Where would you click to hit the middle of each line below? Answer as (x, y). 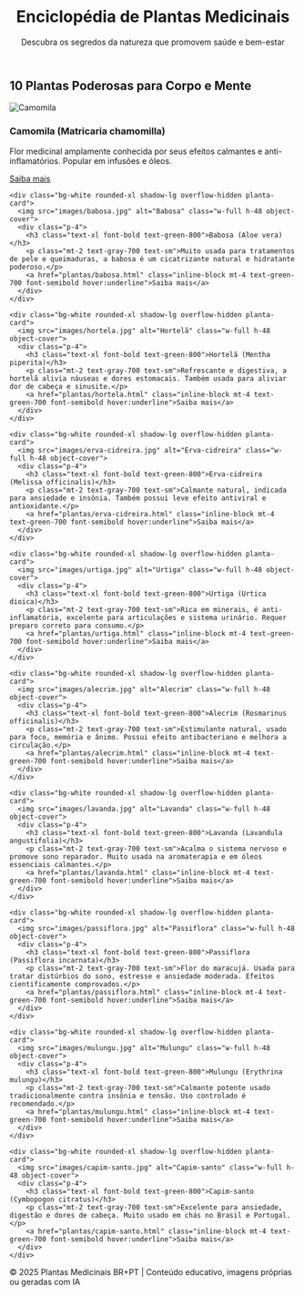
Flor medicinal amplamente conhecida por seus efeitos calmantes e (136, 151)
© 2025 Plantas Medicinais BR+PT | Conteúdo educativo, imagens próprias (151, 1271)
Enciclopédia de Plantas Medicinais (153, 17)
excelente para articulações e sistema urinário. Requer (177, 617)
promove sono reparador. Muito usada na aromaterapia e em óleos (136, 857)
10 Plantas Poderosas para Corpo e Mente (131, 85)
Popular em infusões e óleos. (117, 160)
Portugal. (272, 1215)
